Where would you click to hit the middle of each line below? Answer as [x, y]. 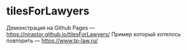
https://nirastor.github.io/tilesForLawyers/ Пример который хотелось [93, 34]
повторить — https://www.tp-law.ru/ [52, 40]
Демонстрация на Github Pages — [51, 28]
